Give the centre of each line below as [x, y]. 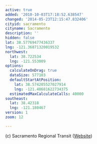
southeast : [16, 98]
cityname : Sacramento [28, 29]
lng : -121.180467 [28, 108]
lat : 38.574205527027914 [40, 84]
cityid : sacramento [25, 24]
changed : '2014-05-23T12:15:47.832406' [47, 19]
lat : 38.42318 [24, 103]
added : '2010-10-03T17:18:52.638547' [44, 15]
